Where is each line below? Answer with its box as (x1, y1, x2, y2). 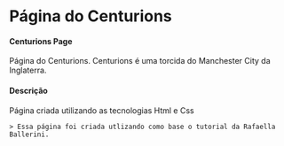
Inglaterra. (9, 65, 47, 76)
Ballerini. (9, 130, 50, 139)
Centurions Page (9, 35, 73, 46)
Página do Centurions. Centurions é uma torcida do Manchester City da (9, 56, 271, 66)
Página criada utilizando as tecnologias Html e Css (9, 104, 194, 116)
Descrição (9, 85, 49, 96)
